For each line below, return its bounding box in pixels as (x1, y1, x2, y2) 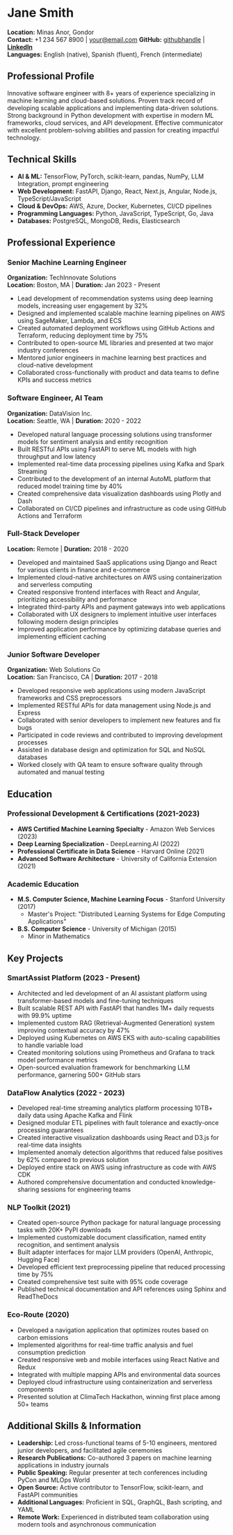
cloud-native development (17, 361, 93, 369)
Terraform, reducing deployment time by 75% (17, 331, 148, 339)
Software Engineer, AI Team (7, 393, 103, 403)
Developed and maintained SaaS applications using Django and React (17, 558, 217, 566)
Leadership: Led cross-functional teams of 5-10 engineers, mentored (17, 1438, 217, 1447)
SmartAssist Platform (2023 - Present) (7, 973, 140, 983)
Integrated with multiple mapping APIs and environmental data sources (17, 1370, 221, 1378)
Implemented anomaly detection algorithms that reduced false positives (17, 1148, 223, 1156)
